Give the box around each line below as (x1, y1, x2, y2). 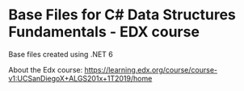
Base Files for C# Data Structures (8, 6, 237, 24)
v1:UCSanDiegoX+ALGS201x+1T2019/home (8, 73, 153, 83)
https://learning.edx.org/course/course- (84, 64, 218, 74)
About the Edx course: (8, 64, 83, 74)
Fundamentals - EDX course (8, 23, 200, 41)
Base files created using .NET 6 (8, 49, 113, 59)
